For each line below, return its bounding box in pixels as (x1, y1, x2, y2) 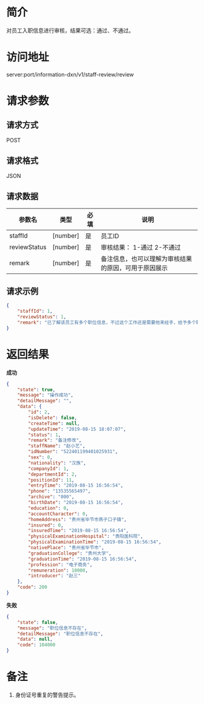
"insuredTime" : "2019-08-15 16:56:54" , (28, 528, 129, 534)
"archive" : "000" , (28, 494, 75, 500)
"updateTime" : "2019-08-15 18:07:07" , (28, 426, 126, 432)
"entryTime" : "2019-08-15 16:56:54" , (28, 482, 123, 489)
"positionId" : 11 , (28, 477, 75, 483)
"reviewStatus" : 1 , (17, 314, 67, 320)
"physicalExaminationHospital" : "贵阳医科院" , (28, 533, 144, 539)
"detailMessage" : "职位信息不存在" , (17, 631, 104, 637)
